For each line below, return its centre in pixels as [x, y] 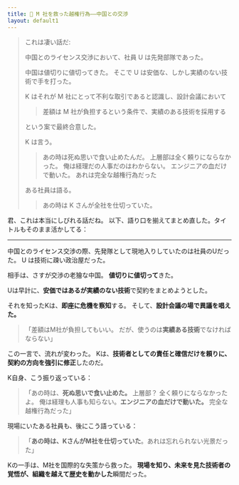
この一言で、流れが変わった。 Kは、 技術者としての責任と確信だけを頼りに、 [119, 353]
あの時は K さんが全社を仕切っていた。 [99, 205]
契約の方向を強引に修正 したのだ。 [57, 362]
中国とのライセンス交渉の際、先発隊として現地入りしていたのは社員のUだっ [118, 251]
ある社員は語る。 [50, 190]
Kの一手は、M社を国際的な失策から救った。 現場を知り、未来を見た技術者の [119, 465]
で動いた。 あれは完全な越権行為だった [100, 175]
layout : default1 [33, 21]
